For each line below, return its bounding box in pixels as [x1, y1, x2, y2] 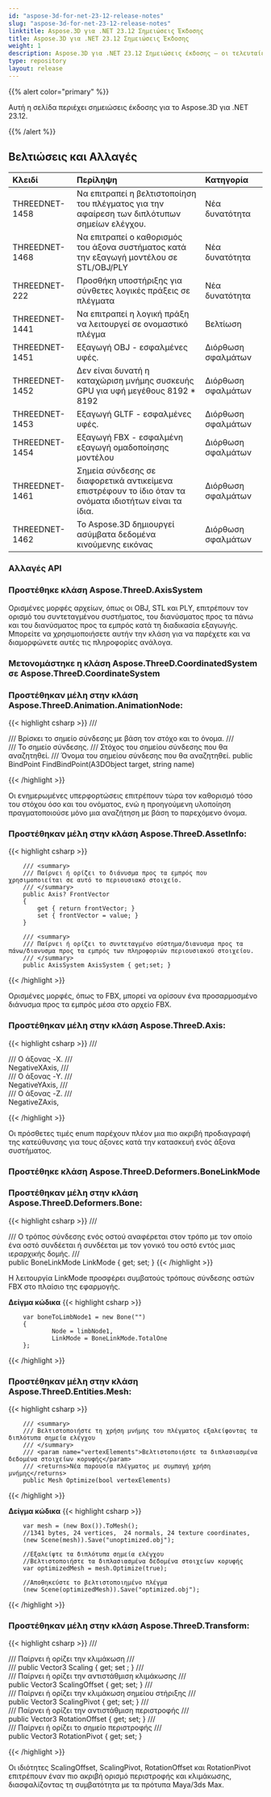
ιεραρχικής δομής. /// [8, 1248, 81, 1258]
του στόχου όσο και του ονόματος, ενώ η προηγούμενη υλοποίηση [8, 799, 231, 809]
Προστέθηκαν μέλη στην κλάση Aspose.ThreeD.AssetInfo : [8, 828, 248, 839]
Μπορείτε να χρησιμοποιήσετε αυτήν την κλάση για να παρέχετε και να [8, 629, 251, 638]
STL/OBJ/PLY [76, 261, 129, 273]
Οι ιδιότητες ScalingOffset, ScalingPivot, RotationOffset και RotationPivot [8, 1763, 252, 1773]
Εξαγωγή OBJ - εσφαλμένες [76, 341, 188, 353]
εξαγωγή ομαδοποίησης [76, 442, 169, 453]
